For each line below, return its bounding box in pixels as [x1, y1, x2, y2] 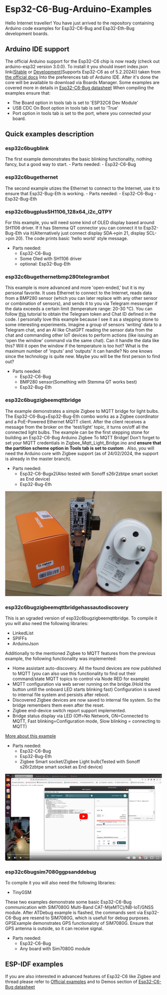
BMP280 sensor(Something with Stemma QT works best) [19, 379, 137, 385]
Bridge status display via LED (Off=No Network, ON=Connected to [12, 713, 149, 719]
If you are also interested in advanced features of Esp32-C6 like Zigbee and [5, 973, 161, 979]
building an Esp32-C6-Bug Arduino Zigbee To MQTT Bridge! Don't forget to [5, 434, 160, 440]
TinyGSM [12, 889, 32, 895]
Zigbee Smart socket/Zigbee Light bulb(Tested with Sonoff [19, 758, 140, 765]
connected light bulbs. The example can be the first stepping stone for [5, 429, 150, 435]
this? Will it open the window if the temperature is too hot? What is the [5, 343, 149, 349]
